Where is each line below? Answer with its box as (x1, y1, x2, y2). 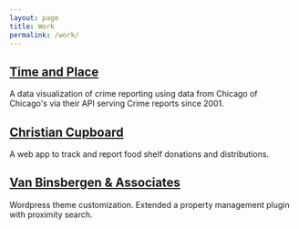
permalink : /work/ (9, 30, 79, 39)
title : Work (9, 22, 55, 31)
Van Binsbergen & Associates (9, 175, 180, 191)
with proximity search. (9, 209, 93, 220)
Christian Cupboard (9, 124, 124, 140)
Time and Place (9, 64, 99, 79)
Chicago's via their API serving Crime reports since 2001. (9, 98, 225, 109)
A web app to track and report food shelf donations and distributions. (9, 149, 270, 160)
